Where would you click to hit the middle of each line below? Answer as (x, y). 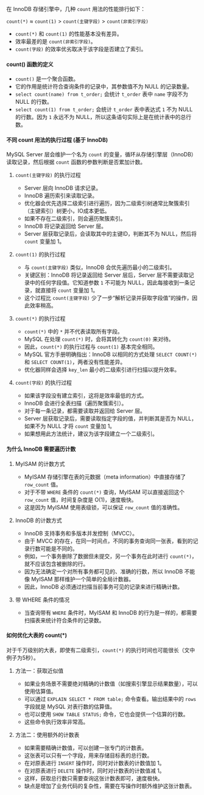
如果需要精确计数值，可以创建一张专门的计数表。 (86, 747)
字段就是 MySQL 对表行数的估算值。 (70, 706)
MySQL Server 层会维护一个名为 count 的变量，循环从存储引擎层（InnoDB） (101, 154)
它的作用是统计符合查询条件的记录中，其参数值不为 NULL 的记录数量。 (104, 87)
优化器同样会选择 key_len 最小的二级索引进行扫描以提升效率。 (102, 370)
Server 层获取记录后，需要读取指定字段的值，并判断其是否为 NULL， (110, 419)
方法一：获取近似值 (39, 670)
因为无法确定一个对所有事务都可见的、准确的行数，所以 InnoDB (104, 571)
